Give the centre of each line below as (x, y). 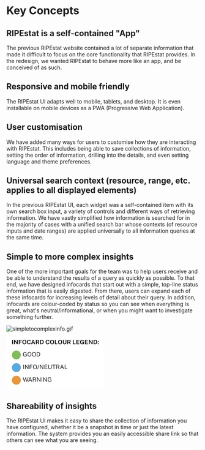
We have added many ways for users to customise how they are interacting (101, 142)
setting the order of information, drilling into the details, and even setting (98, 155)
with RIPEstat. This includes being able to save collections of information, (99, 148)
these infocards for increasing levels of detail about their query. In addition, (101, 298)
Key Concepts (43, 11)
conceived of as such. (34, 67)
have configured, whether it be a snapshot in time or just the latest (90, 427)
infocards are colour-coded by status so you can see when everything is (98, 304)
